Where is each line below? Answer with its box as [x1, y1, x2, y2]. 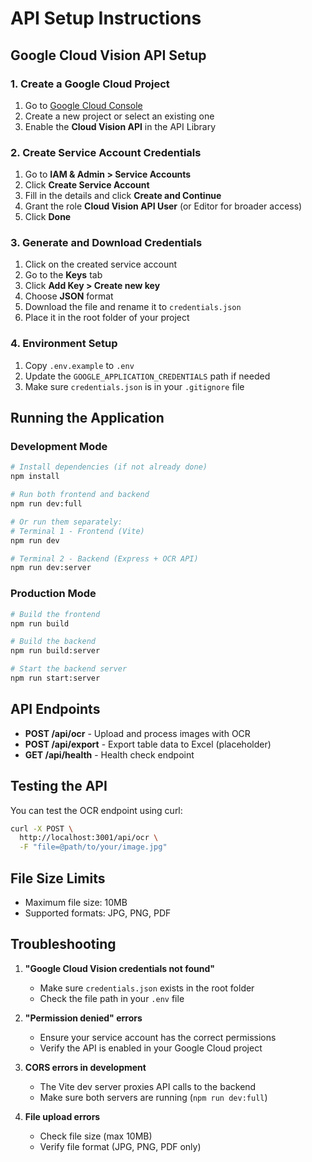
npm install [10, 472, 60, 482]
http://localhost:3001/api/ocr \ [19, 833, 159, 843]
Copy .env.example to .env [24, 359, 135, 371]
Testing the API [10, 778, 108, 795]
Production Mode [10, 587, 97, 601]
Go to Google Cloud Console [24, 99, 143, 111]
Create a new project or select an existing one [24, 110, 215, 122]
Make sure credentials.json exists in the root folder [39, 982, 255, 994]
